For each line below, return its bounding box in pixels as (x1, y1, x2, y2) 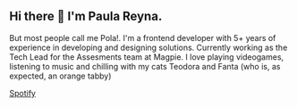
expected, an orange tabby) (9, 70, 112, 81)
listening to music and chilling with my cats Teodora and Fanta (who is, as (9, 61, 281, 71)
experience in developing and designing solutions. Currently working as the (9, 42, 288, 53)
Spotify (9, 87, 36, 98)
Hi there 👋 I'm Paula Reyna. (9, 9, 163, 24)
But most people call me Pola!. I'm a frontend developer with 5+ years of (9, 32, 276, 43)
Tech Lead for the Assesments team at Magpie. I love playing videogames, (9, 51, 284, 62)
